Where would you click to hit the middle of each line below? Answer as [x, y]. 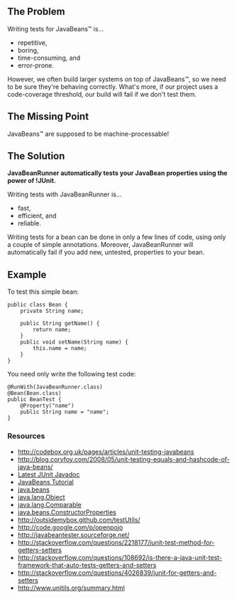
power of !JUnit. [32, 181]
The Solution [36, 156]
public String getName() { [60, 324]
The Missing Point [48, 117]
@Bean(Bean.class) [34, 393]
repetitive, [32, 43]
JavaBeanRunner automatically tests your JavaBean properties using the [117, 173]
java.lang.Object [41, 497]
